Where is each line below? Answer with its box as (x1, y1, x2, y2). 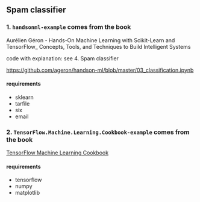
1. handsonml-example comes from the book (6, 23, 131, 31)
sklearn (14, 93, 34, 101)
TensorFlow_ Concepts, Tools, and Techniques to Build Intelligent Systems (6, 43, 191, 50)
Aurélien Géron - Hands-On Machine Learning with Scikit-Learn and (6, 36, 175, 44)
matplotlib (14, 189, 40, 197)
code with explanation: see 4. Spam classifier (6, 54, 119, 62)
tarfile (14, 99, 30, 107)
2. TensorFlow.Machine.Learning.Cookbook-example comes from (6, 128, 190, 136)
